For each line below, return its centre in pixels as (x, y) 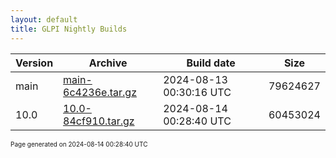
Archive (108, 63)
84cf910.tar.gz (99, 121)
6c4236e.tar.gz (100, 92)
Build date (211, 63)
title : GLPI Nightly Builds (69, 29)
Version (34, 63)
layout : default (44, 19)
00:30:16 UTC (197, 92)
